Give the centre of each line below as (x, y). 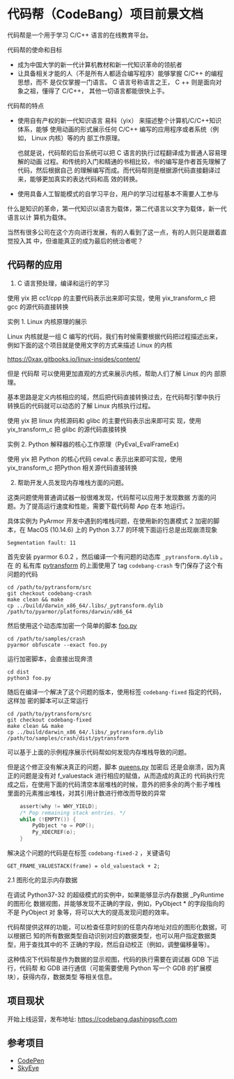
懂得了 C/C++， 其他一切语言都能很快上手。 (105, 91)
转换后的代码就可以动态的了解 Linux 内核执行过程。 (81, 405)
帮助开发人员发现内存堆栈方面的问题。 (72, 482)
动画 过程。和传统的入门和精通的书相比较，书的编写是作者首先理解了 (128, 161)
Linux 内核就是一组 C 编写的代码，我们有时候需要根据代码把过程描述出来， (114, 336)
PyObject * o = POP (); (64, 826)
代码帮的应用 (35, 265)
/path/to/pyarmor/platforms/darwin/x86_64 (70, 611)
